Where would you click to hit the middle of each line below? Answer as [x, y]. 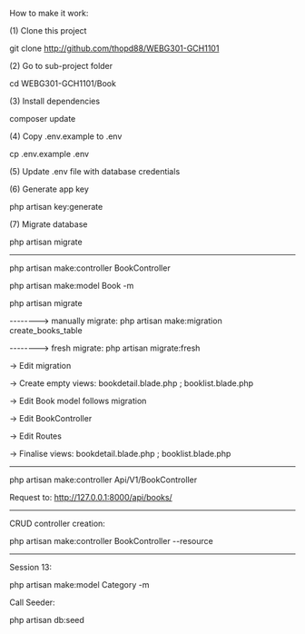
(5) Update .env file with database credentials [95, 171]
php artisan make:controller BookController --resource [111, 541]
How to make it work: [49, 13]
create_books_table [46, 330]
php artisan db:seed [47, 620]
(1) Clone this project [48, 30]
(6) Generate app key [49, 189]
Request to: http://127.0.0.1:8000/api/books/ [91, 497]
